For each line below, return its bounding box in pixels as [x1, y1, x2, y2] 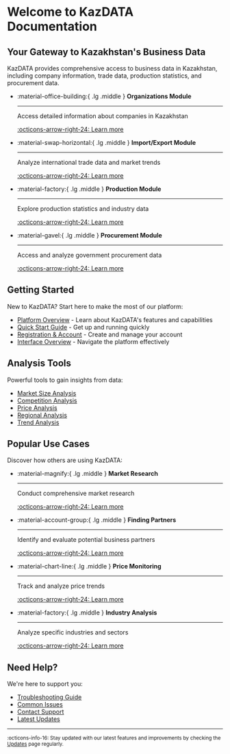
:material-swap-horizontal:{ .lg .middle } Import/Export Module [16, 139, 196, 146]
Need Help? [7, 661, 58, 673]
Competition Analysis [16, 396, 77, 404]
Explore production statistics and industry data [16, 205, 149, 213]
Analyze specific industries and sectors [16, 628, 129, 637]
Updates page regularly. [7, 741, 64, 748]
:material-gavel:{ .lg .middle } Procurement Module [16, 231, 162, 239]
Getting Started [7, 284, 75, 296]
